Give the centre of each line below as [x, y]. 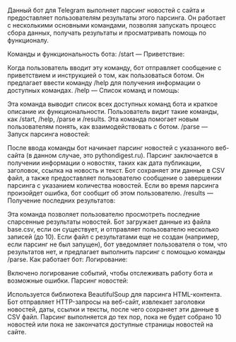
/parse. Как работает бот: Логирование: [67, 259]
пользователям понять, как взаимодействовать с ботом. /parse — [108, 126]
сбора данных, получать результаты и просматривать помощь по [107, 33]
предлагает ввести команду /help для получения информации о [104, 83]
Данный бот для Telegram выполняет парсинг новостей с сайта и [106, 10]
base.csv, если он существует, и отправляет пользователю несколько [113, 229]
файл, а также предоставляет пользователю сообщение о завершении [114, 178]
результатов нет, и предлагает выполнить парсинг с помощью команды [117, 252]
